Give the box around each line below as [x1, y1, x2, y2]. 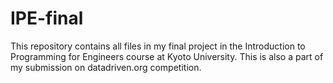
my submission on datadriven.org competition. [10, 61, 202, 73]
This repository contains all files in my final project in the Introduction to [10, 40, 306, 52]
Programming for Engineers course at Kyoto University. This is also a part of [10, 50, 324, 62]
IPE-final [10, 7, 84, 30]
